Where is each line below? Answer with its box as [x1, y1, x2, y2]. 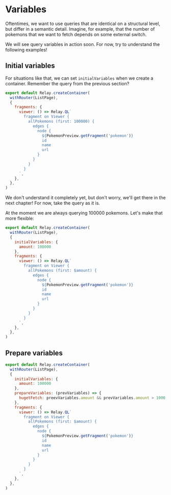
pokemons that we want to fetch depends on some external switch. [5, 31, 147, 37]
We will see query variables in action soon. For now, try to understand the [5, 41, 160, 47]
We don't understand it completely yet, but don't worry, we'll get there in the [5, 195, 166, 201]
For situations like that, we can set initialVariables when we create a [5, 75, 154, 81]
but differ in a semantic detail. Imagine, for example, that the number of [5, 26, 155, 32]
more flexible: [5, 216, 34, 222]
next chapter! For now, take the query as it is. [5, 200, 101, 206]
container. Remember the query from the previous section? [5, 80, 130, 86]
